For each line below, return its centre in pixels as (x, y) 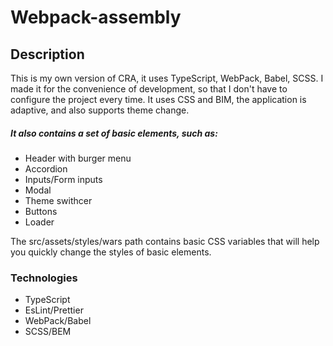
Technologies (44, 278)
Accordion (46, 168)
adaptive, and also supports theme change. (100, 110)
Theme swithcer (58, 200)
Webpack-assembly (96, 17)
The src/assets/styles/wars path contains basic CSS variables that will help (165, 241)
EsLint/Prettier (54, 310)
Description (47, 54)
